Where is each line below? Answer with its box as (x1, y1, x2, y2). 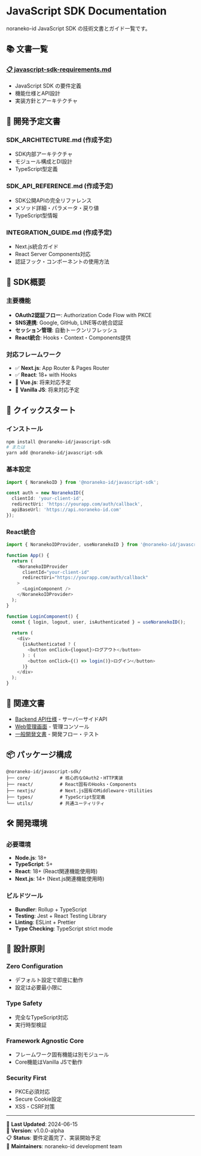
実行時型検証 (14, 1021, 47, 1028)
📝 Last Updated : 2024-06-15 (6, 1121, 78, 1128)
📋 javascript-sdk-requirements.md (6, 65, 112, 74)
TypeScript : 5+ (14, 860, 53, 868)
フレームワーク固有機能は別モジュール (14, 1050, 109, 1058)
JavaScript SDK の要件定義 (14, 82, 82, 89)
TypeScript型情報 (14, 212, 58, 219)
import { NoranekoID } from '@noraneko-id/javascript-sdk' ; (6, 479, 160, 485)
